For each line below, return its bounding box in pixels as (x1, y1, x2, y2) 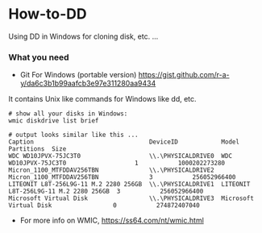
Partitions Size (8, 145, 67, 153)
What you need (8, 52, 70, 63)
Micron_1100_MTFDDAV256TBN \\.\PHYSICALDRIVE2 (8, 166, 215, 174)
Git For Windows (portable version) (19, 70, 137, 80)
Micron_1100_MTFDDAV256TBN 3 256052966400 (8, 173, 236, 181)
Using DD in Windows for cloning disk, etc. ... (8, 31, 159, 41)
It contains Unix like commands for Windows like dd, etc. (8, 94, 197, 104)
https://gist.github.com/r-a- (138, 70, 230, 80)
